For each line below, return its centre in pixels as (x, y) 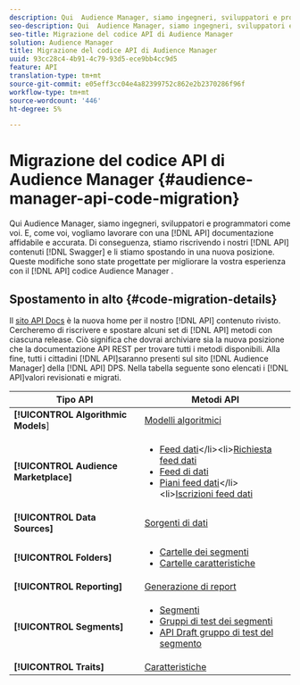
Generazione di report (190, 586)
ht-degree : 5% (36, 109)
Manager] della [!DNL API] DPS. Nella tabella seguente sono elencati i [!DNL (149, 368)
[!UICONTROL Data (55, 517)
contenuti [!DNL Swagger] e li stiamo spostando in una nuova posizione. (142, 252)
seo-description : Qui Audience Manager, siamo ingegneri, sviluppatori (147, 26)
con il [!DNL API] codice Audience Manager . (92, 271)
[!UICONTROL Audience (66, 466)
